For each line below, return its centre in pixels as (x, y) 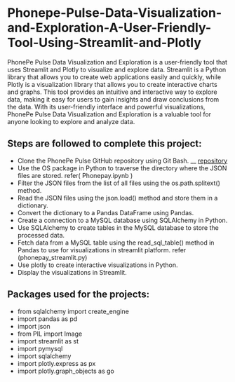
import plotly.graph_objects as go (66, 371)
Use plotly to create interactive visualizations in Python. (98, 265)
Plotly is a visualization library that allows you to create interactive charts (112, 84)
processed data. (41, 235)
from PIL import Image (50, 334)
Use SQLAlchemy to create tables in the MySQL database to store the (118, 227)
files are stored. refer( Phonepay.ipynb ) (75, 175)
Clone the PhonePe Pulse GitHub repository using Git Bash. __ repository (122, 161)
